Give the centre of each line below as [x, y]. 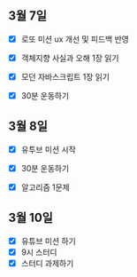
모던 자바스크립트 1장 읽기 [65, 76]
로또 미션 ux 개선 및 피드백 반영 [75, 39]
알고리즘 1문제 [45, 187]
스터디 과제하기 [47, 263]
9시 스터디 [39, 252]
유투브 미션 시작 [48, 149]
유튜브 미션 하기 [48, 241]
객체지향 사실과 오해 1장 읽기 [70, 58]
